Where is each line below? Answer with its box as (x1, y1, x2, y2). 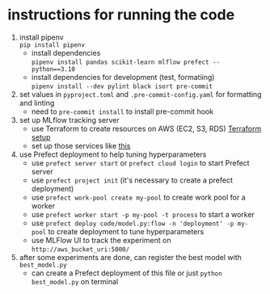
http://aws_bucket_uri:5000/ (31, 245, 130, 254)
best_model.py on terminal (31, 276, 119, 286)
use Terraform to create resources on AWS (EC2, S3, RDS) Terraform (31, 124, 262, 133)
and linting (19, 98, 55, 107)
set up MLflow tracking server (19, 115, 120, 124)
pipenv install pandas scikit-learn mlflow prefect (31, 58, 209, 66)
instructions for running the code (7, 6, 235, 24)
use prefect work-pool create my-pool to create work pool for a (31, 192, 246, 202)
